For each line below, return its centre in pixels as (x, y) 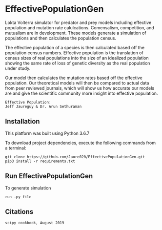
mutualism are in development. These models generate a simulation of (76, 33)
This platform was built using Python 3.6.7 (47, 133)
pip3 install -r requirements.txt (40, 161)
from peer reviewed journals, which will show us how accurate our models (80, 88)
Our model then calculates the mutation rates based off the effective (74, 78)
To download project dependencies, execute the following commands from (81, 143)
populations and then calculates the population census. (61, 38)
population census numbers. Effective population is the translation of (74, 53)
